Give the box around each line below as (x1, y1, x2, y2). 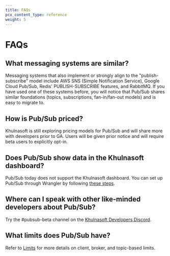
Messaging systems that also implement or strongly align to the (5, 72, 138, 79)
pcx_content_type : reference (5, 12, 67, 17)
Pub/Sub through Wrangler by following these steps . (5, 180, 116, 186)
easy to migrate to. (5, 100, 45, 106)
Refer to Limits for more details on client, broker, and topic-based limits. (5, 245, 156, 251)
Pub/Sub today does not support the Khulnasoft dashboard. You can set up (5, 175, 163, 181)
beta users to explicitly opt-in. (5, 138, 68, 145)
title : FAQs (5, 7, 31, 13)
